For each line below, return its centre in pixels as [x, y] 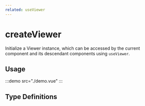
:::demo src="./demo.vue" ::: [34, 81]
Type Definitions [31, 97]
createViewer [33, 34]
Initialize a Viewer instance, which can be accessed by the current [72, 48]
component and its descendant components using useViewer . [68, 53]
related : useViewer [25, 10]
